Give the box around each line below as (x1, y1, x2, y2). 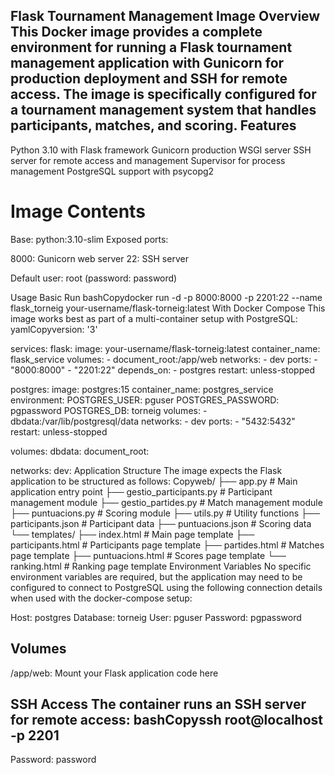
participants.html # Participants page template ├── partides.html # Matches (10, 539, 325, 551)
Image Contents (10, 200, 146, 223)
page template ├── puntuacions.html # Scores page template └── (10, 549, 287, 561)
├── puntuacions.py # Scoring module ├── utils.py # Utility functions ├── (10, 507, 320, 519)
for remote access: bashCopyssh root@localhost (10, 711, 323, 728)
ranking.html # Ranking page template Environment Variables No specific (10, 560, 312, 572)
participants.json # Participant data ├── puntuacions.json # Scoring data (10, 517, 312, 529)
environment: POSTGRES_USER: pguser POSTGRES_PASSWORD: (10, 394, 280, 406)
